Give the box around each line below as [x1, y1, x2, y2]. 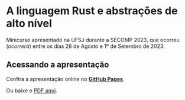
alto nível [6, 17, 52, 30]
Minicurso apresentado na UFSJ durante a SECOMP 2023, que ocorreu [6, 36, 180, 43]
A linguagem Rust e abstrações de [6, 4, 178, 18]
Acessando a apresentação [6, 60, 109, 70]
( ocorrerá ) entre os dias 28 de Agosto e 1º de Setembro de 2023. [6, 43, 165, 50]
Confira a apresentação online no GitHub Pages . [6, 75, 125, 82]
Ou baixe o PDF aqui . [6, 87, 58, 94]
